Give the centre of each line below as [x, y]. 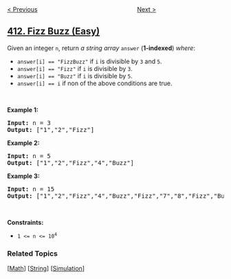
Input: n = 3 [29, 123]
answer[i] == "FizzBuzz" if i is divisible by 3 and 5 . [89, 61]
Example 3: [23, 176]
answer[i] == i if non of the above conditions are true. [95, 83]
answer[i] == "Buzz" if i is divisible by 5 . [75, 76]
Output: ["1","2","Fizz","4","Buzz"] [71, 163]
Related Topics [33, 254]
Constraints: [25, 222]
